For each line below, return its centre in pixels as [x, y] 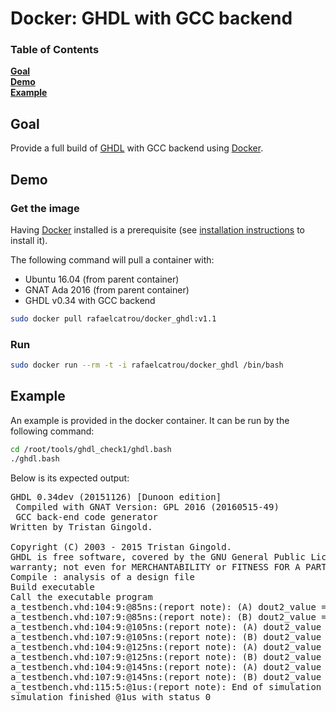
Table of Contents [55, 50]
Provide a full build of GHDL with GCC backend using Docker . [137, 148]
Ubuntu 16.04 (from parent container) [102, 279]
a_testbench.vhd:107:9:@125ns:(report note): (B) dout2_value [166, 656]
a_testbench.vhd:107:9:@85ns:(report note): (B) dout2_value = [168, 616]
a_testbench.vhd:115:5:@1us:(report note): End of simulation [166, 686]
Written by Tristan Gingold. [81, 526]
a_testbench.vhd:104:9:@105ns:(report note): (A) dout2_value [166, 626]
